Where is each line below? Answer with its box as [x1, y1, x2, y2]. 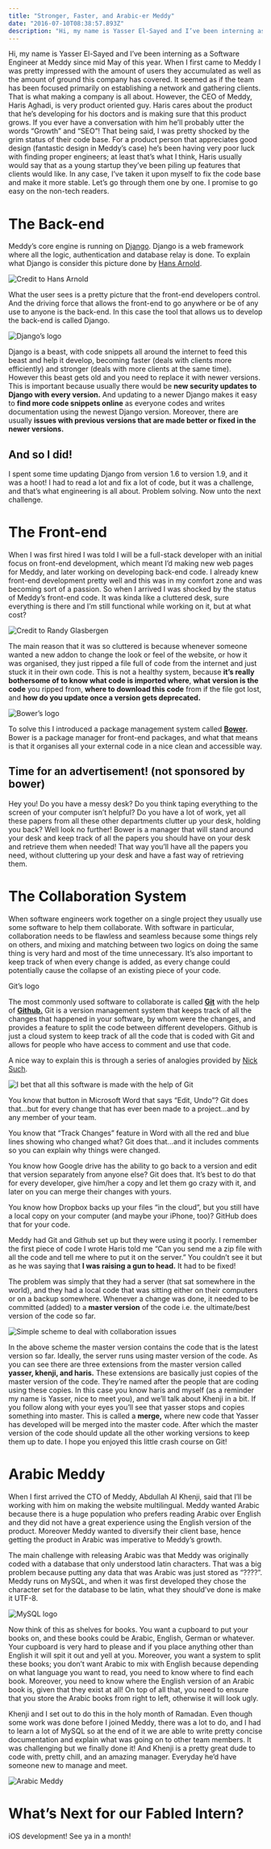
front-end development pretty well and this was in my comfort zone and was [8, 575, 263, 586]
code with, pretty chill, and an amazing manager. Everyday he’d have [8, 1751, 237, 1762]
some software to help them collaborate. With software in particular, [8, 922, 235, 932]
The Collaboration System [8, 887, 187, 906]
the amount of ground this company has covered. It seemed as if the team [8, 74, 255, 85]
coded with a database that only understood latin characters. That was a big [8, 1559, 262, 1569]
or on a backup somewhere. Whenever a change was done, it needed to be [8, 1294, 259, 1304]
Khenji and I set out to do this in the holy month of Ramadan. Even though [8, 1708, 252, 1718]
